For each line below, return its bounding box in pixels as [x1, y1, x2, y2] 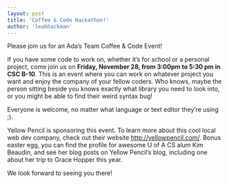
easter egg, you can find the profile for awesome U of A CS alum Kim [7, 141, 203, 149]
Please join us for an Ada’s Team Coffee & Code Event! [7, 42, 163, 50]
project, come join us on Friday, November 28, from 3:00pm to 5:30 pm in [7, 63, 221, 71]
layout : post [7, 10, 45, 17]
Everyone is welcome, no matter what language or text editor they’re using [7, 105, 219, 114]
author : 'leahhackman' [7, 23, 72, 30]
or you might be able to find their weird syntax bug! [7, 92, 153, 100]
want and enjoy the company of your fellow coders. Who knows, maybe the [7, 77, 222, 86]
